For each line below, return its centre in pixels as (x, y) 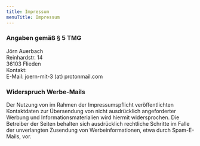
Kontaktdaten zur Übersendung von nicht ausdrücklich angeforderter (91, 111)
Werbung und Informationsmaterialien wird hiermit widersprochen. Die (93, 117)
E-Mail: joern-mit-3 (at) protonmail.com (55, 76)
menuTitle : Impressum (33, 17)
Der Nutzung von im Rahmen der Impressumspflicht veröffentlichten (90, 105)
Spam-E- (183, 130)
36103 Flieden (24, 64)
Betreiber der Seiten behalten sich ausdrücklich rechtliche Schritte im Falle (98, 124)
